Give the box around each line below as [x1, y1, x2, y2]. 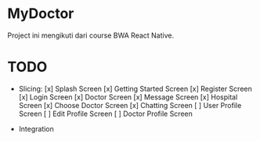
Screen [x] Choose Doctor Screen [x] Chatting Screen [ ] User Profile [18, 100, 242, 110]
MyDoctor [7, 5, 74, 23]
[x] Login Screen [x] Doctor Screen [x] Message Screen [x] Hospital [18, 92, 238, 102]
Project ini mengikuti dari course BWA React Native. [7, 31, 174, 40]
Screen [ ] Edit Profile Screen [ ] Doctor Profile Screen [18, 109, 193, 118]
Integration [18, 124, 54, 133]
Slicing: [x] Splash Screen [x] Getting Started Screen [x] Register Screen [18, 84, 252, 93]
